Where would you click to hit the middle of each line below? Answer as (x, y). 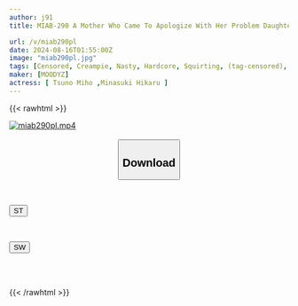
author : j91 (31, 17)
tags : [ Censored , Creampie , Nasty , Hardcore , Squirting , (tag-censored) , (149, 67)
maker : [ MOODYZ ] (39, 75)
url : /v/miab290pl (43, 42)
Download (149, 163)
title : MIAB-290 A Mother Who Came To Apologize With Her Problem (134, 26)
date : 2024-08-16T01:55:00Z (61, 50)
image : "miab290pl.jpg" (53, 59)
